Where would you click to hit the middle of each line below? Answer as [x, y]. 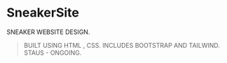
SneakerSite [43, 13]
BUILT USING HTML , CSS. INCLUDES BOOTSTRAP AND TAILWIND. [122, 45]
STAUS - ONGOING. [53, 53]
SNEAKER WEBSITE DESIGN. [48, 32]
